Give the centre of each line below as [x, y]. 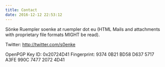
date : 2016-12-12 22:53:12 [34, 15]
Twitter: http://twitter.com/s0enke [40, 44]
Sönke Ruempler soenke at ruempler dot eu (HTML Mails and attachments [83, 29]
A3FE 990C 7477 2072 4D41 [35, 59]
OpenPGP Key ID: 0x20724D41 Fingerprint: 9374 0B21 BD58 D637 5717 [80, 54]
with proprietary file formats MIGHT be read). [53, 35]
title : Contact [21, 10]
